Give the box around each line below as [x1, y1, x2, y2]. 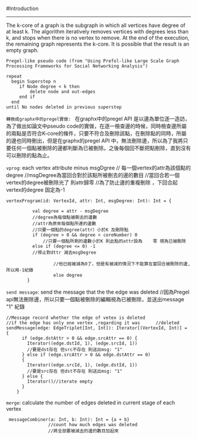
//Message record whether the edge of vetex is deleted [6, 315, 145, 321]
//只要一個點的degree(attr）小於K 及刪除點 [32, 227, 129, 233]
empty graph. [6, 47, 39, 53]
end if [19, 94, 35, 100]
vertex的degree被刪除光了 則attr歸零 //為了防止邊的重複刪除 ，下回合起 [6, 179, 178, 186]
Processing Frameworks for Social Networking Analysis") [6, 63, 148, 69]
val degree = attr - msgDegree [32, 208, 109, 214]
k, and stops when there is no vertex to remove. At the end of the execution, [6, 35, 189, 41]
